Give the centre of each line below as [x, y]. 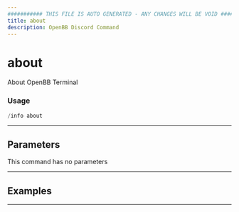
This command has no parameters [58, 162]
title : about [27, 21]
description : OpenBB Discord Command [63, 27]
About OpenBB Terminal [43, 82]
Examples [30, 191]
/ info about [25, 116]
